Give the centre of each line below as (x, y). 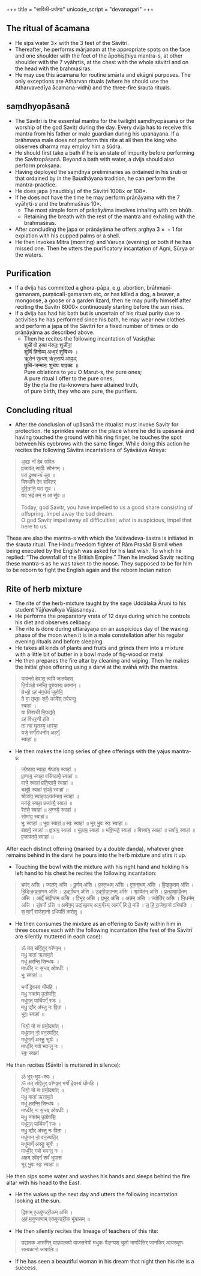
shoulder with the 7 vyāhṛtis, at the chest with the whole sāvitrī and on (102, 62)
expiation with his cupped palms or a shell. (68, 235)
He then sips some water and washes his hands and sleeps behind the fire (98, 1176)
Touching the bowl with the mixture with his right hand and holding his (102, 867)
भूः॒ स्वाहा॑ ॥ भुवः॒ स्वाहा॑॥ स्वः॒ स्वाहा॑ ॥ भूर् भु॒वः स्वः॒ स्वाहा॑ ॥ (74, 823)
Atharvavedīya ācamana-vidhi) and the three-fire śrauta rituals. (93, 88)
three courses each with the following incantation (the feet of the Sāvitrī (104, 930)
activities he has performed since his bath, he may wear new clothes (100, 320)
